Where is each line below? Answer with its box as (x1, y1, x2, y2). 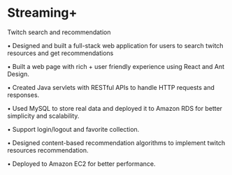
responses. (7, 91, 40, 99)
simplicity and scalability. (7, 112, 80, 120)
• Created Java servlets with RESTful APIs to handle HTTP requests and (7, 83, 215, 91)
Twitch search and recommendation (7, 28, 111, 36)
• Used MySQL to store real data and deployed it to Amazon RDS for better (7, 104, 222, 112)
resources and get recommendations (7, 49, 114, 57)
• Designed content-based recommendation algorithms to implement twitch (7, 138, 226, 147)
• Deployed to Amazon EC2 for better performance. (7, 159, 156, 168)
